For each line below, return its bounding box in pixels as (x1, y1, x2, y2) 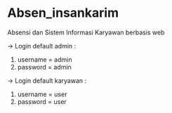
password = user (17, 97, 67, 106)
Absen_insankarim (7, 5, 119, 21)
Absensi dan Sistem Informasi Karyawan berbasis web (7, 28, 165, 36)
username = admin (17, 55, 72, 64)
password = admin (17, 62, 72, 71)
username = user (17, 90, 67, 98)
